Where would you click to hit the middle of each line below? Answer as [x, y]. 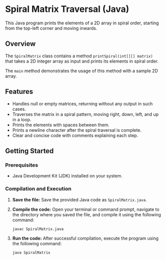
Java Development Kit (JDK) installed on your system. [67, 176]
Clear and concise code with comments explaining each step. [75, 135]
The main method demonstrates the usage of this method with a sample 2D [82, 71]
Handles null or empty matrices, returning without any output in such [83, 103]
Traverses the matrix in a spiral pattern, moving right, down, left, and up [85, 114]
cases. [19, 109]
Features [19, 92]
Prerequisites [22, 165]
